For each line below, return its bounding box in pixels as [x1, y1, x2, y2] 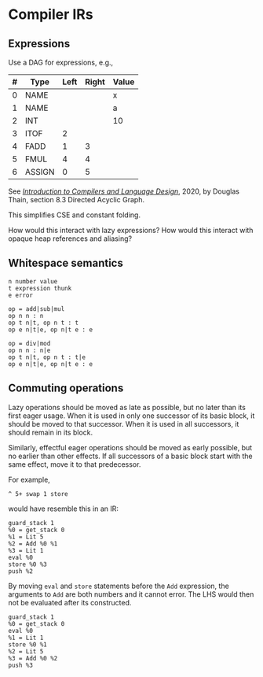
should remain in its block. [8, 427, 93, 437]
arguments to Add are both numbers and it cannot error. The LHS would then [8, 589, 254, 599]
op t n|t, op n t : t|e [8, 353, 86, 361]
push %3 [8, 661, 34, 669]
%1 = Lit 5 [8, 533, 44, 541]
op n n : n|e [8, 346, 51, 354]
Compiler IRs [8, 6, 93, 24]
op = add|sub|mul [8, 305, 65, 313]
